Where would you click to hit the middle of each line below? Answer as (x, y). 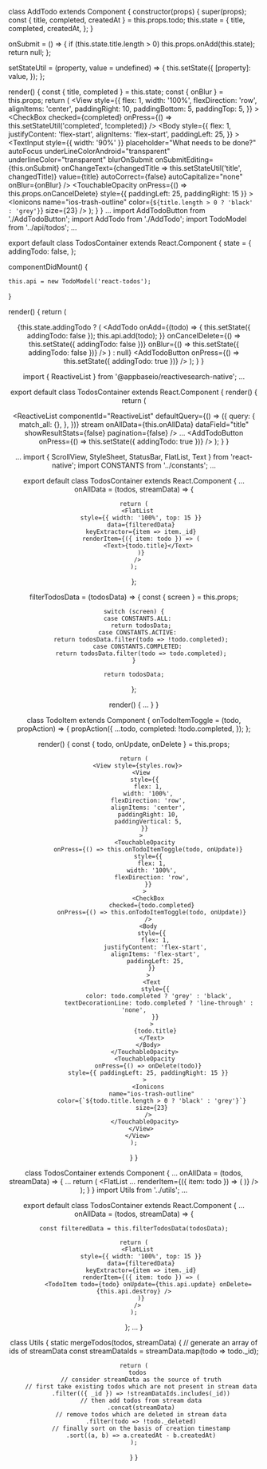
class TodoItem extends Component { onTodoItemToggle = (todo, (134, 720)
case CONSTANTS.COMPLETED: (137, 646)
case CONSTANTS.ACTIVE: (137, 633)
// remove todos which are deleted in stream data (141, 1415)
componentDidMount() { (48, 267)
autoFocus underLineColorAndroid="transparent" (89, 151)
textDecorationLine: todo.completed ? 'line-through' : (159, 1003)
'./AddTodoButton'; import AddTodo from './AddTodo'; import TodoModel (128, 219)
